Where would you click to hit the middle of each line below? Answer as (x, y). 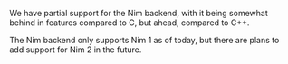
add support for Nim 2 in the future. (76, 50)
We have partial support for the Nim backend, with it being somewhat (139, 13)
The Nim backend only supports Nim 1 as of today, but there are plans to (144, 40)
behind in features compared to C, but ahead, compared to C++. (130, 23)
